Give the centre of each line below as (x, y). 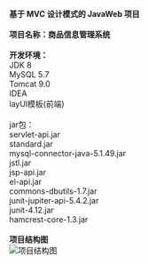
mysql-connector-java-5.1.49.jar (68, 153)
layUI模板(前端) (37, 104)
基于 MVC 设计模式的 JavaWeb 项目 (74, 14)
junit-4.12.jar (32, 210)
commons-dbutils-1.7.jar (53, 191)
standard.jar (31, 144)
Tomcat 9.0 (30, 84)
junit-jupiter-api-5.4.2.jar (54, 200)
